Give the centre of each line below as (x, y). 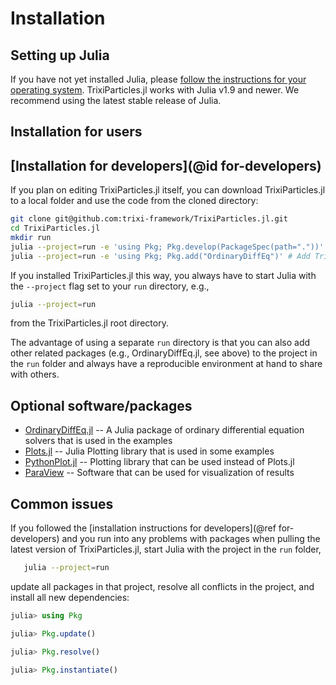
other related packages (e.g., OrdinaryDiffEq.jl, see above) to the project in (164, 353)
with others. (35, 374)
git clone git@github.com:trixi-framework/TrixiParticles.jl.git (149, 219)
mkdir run (31, 237)
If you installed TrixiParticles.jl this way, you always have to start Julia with (163, 275)
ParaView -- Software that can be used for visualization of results (159, 473)
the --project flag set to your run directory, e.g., (110, 286)
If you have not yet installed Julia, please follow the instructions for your (158, 79)
